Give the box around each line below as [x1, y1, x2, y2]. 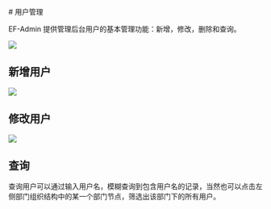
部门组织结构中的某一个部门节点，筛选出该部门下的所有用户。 [15, 192, 220, 202]
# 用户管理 [8, 7, 44, 16]
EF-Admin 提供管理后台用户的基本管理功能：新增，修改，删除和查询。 [8, 24, 241, 34]
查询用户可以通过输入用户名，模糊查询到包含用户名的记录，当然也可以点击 [8, 182, 256, 191]
